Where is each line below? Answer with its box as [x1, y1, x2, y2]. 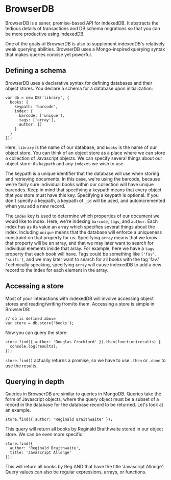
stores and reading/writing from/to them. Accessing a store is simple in [5, 300, 155, 307]
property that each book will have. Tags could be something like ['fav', [5, 250, 157, 257]
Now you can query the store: [5, 330, 68, 336]
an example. [5, 407, 31, 413]
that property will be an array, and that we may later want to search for [5, 240, 154, 246]
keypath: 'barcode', [14, 104, 58, 109]
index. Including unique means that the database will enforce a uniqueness [5, 229, 162, 235]
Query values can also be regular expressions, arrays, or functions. [5, 469, 146, 475]
